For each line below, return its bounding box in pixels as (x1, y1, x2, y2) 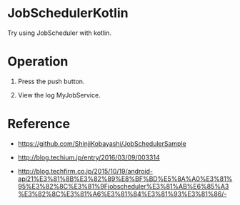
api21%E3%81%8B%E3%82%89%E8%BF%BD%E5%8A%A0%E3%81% (17, 174, 233, 183)
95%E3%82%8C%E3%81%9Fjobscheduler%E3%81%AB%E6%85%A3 (17, 182, 229, 190)
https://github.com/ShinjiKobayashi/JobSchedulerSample (17, 139, 187, 147)
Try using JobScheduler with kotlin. (7, 28, 112, 37)
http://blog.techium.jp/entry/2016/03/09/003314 (17, 153, 160, 162)
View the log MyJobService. (17, 90, 101, 99)
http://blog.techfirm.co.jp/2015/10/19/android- (17, 167, 154, 175)
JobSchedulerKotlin (7, 5, 129, 21)
